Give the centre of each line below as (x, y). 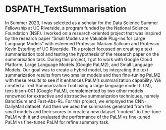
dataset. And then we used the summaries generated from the (88, 106)
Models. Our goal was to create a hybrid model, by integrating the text (77, 69)
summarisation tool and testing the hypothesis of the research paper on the (82, 54)
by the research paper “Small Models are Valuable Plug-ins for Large (75, 38)
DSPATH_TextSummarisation (66, 9)
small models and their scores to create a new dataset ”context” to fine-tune (83, 111)
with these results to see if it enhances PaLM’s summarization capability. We (83, 80)
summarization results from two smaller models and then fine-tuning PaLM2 (83, 75)
